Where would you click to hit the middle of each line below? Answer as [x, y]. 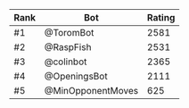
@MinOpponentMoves [91, 91]
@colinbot [66, 62]
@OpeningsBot [76, 76]
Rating [161, 17]
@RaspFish [68, 47]
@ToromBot [69, 33]
